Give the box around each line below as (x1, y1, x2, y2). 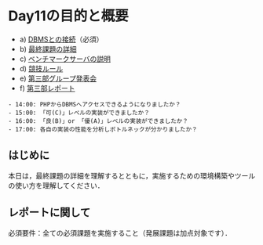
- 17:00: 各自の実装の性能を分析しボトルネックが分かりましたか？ (8, 125, 198, 133)
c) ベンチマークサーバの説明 (19, 54, 111, 63)
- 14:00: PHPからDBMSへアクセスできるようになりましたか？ (8, 100, 181, 108)
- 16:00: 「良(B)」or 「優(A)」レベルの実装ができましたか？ (8, 117, 188, 125)
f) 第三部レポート (19, 83, 76, 92)
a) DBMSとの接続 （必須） (19, 34, 104, 44)
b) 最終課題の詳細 (19, 44, 77, 53)
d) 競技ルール (19, 63, 64, 73)
